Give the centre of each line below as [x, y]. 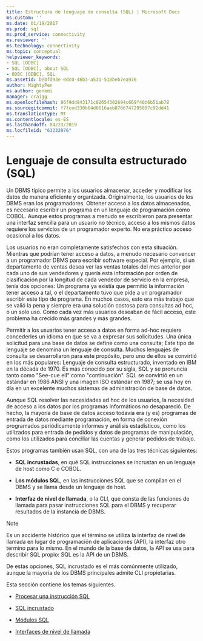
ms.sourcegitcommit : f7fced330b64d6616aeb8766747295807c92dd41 [88, 108]
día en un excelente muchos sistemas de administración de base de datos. [99, 388]
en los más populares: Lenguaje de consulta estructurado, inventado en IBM [101, 362]
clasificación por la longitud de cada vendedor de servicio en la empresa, [98, 279]
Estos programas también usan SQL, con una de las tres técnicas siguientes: [102, 450]
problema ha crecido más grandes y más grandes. [69, 318]
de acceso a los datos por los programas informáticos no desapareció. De [98, 406]
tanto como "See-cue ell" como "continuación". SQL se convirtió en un [95, 375]
